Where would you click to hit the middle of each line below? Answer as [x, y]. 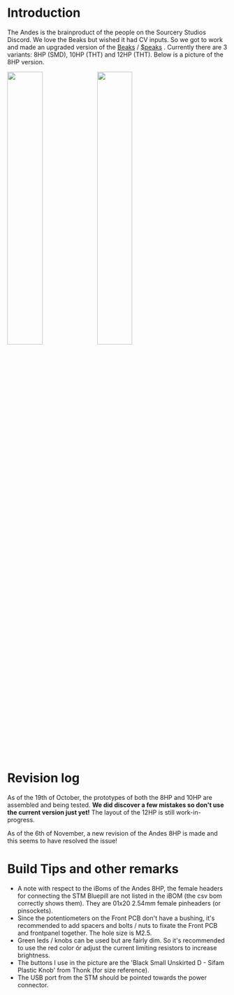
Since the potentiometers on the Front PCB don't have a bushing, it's [116, 918]
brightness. [34, 955]
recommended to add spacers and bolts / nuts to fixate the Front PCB [117, 925]
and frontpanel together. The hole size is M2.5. [85, 933]
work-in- [188, 812]
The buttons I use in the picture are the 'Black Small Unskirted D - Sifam [121, 962]
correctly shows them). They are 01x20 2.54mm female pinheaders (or [119, 903]
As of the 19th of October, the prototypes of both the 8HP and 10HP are [110, 797]
